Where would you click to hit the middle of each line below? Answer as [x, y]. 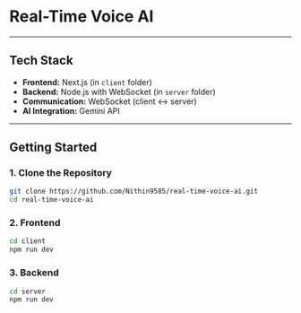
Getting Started [53, 148]
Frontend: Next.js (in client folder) [87, 82]
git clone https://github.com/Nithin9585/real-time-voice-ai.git [133, 191]
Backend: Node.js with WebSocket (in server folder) [119, 91]
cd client [28, 241]
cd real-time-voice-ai [52, 200]
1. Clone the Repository [60, 173]
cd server [28, 291]
